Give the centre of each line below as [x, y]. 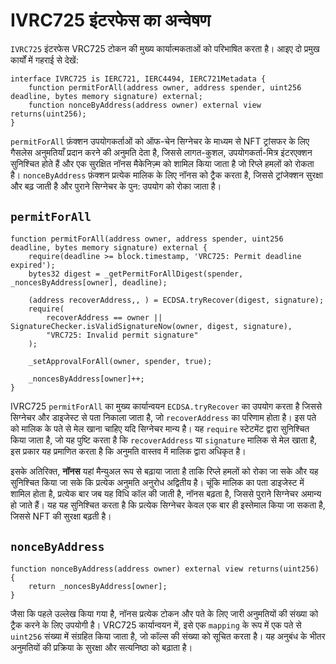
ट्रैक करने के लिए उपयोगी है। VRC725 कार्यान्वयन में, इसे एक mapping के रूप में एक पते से [156, 625]
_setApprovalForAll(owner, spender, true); [120, 361]
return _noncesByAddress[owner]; [98, 586]
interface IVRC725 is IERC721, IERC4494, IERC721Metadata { [138, 79]
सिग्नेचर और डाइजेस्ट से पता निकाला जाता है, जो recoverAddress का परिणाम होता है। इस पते [163, 417]
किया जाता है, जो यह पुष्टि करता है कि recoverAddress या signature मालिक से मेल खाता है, [164, 440]
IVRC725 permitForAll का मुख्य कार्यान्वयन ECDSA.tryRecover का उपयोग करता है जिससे [166, 406]
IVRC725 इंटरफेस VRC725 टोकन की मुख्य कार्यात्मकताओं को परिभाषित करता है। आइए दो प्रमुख [165, 48]
